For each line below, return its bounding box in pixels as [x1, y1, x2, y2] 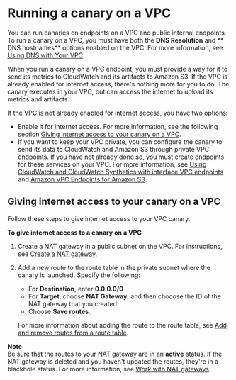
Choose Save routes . [28, 307, 91, 315]
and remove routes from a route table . [17, 328, 129, 337]
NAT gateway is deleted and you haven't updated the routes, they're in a [7, 357, 218, 366]
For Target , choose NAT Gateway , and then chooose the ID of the [28, 292, 222, 301]
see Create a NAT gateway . [17, 250, 98, 258]
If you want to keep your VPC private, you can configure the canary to [17, 137, 223, 146]
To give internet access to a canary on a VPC [7, 228, 142, 237]
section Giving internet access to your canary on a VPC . [17, 130, 182, 138]
